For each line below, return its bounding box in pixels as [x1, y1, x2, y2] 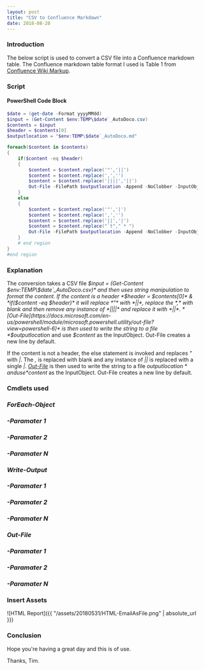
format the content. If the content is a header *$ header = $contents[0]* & [7, 292, 193, 299]
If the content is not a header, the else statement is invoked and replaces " [7, 349, 192, 357]
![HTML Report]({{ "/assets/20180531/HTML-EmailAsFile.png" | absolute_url [7, 610, 197, 617]
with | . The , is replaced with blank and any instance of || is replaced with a [7, 356, 194, 363]
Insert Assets [7, 596, 47, 604]
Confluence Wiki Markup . [7, 67, 71, 74]
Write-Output [7, 465, 48, 474]
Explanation [7, 265, 43, 274]
